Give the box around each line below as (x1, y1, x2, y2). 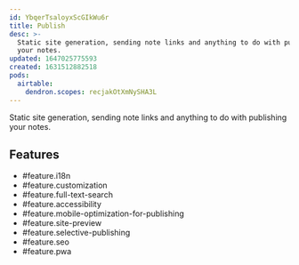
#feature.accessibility (21, 199, 102, 210)
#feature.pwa (21, 246, 72, 257)
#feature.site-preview (21, 218, 102, 229)
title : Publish (9, 21, 66, 30)
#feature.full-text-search (21, 189, 114, 200)
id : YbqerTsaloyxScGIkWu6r (9, 12, 109, 22)
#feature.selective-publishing (21, 228, 131, 238)
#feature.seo (21, 237, 69, 247)
